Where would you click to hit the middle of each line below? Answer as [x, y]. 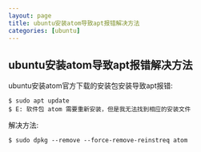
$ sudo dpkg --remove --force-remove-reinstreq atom [98, 141]
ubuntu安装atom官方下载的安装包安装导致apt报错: [91, 86]
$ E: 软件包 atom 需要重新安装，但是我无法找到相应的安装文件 [100, 110]
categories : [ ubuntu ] [44, 30]
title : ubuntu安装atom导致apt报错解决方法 [74, 23]
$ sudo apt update [39, 101]
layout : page [30, 16]
